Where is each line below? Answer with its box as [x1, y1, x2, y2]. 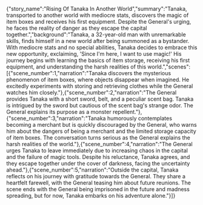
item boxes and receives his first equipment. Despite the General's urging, [6, 18, 191, 25]
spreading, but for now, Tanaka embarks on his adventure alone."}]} [6, 192, 176, 199]
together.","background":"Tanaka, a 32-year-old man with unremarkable [6, 31, 186, 38]
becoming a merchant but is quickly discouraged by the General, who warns [6, 121, 197, 128]
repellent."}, [112, 109, 142, 115]
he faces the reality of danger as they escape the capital [6, 24, 147, 32]
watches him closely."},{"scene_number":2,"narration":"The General [6, 89, 177, 96]
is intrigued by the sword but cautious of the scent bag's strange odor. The [6, 102, 194, 109]
